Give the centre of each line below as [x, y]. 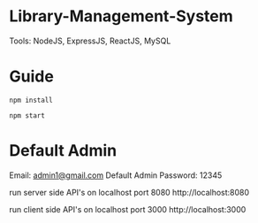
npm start [27, 115]
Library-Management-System [121, 16]
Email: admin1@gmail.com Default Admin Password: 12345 [116, 175]
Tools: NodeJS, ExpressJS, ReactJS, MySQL [90, 41]
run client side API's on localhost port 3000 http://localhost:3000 [128, 209]
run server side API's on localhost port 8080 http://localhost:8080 [129, 192]
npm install [31, 100]
